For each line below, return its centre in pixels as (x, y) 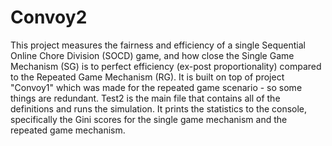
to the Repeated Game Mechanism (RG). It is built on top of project (147, 77)
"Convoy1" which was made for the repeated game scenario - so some (156, 87)
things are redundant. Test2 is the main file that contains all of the (145, 98)
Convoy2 (49, 17)
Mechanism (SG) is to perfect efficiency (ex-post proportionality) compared (166, 66)
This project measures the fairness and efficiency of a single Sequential (158, 45)
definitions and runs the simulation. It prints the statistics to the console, (159, 108)
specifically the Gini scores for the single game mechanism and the (149, 119)
